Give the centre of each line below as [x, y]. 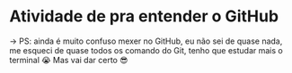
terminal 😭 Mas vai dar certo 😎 [69, 60]
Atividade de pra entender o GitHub [144, 16]
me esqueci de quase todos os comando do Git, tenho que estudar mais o [146, 50]
